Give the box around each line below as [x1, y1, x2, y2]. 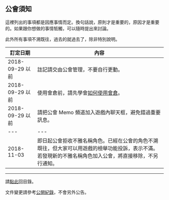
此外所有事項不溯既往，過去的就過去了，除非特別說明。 [5, 36, 120, 42]
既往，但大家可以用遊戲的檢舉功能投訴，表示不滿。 [37, 145, 158, 152]
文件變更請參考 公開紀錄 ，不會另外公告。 [5, 189, 89, 195]
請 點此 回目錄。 [5, 178, 36, 184]
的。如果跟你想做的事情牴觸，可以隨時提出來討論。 [5, 25, 111, 31]
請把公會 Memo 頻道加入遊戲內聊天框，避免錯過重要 [37, 109, 161, 116]
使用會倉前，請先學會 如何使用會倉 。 [37, 89, 123, 96]
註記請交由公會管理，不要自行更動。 [37, 66, 123, 73]
